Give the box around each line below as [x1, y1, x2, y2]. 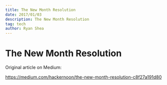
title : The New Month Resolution [5, 7, 76, 13]
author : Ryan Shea [5, 26, 44, 31]
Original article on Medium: [5, 64, 62, 70]
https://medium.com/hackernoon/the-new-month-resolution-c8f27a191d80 [5, 74, 162, 80]
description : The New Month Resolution [5, 17, 90, 22]
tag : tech [5, 21, 26, 27]
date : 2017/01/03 [5, 12, 42, 17]
